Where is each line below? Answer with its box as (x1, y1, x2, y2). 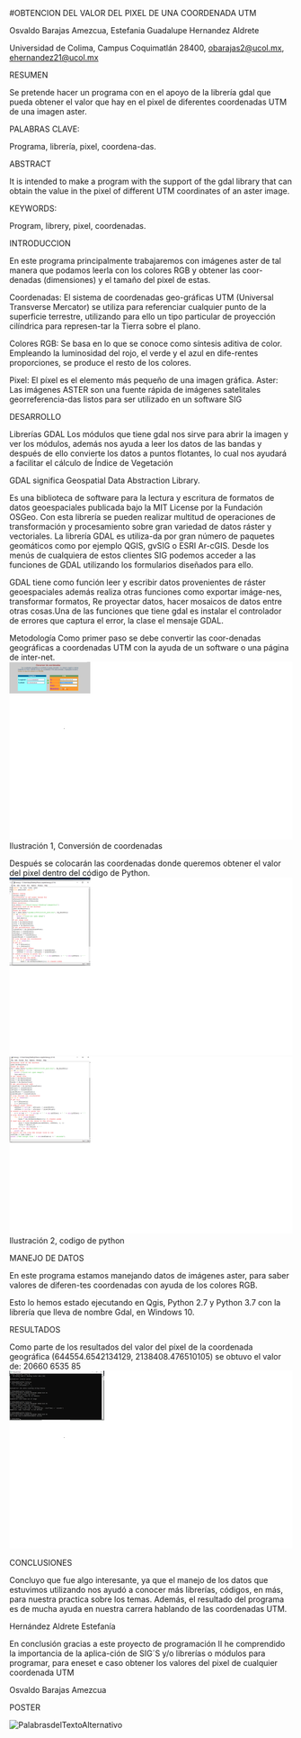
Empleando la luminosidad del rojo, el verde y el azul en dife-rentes (9, 348, 259, 359)
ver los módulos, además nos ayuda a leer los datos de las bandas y (9, 439, 262, 449)
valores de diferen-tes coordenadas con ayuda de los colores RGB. (9, 1279, 258, 1290)
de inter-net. (9, 652, 56, 662)
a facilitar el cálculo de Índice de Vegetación (9, 458, 173, 468)
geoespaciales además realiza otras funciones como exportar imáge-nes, (9, 587, 282, 597)
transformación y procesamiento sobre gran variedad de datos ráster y (9, 522, 272, 532)
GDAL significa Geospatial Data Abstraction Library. (9, 475, 200, 486)
